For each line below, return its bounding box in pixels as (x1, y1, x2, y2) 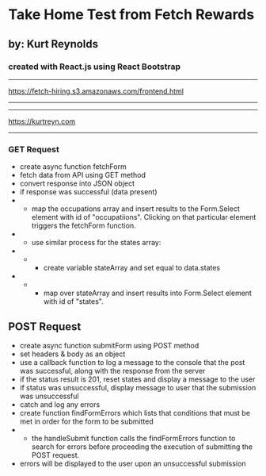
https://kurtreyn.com (8, 117, 76, 126)
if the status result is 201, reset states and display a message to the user (19, 374, 256, 384)
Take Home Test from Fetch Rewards (8, 6, 255, 24)
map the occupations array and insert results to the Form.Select (31, 204, 240, 213)
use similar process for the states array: (31, 238, 161, 248)
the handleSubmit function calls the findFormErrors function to (31, 433, 236, 443)
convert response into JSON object (19, 178, 135, 188)
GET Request (8, 144, 59, 155)
